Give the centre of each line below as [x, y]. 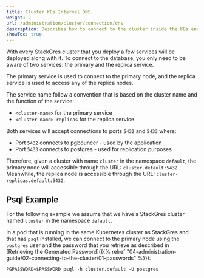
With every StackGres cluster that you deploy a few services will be [90, 52]
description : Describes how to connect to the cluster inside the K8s [97, 29]
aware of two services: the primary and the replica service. [80, 65]
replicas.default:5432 [35, 181]
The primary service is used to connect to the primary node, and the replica [101, 76]
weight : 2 [19, 18]
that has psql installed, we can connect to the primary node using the [93, 239]
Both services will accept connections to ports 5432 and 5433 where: [91, 131]
